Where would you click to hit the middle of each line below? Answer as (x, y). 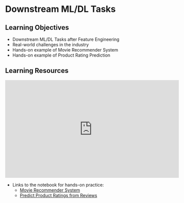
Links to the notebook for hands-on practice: (58, 185)
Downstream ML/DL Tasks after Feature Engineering (66, 39)
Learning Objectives (37, 28)
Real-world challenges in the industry (51, 45)
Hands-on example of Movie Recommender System (65, 50)
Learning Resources (37, 71)
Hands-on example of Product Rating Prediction (61, 55)
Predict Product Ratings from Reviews (59, 195)
